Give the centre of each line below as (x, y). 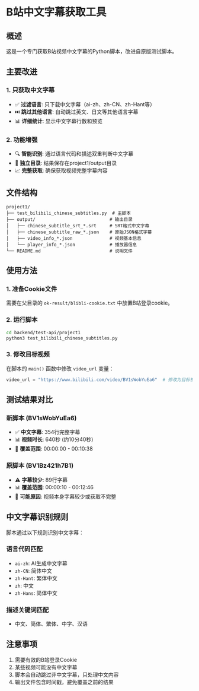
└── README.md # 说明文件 (70, 251)
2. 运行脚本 (22, 320)
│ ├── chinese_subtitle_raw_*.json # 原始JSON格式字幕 (79, 232)
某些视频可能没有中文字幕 (46, 667)
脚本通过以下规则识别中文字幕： (45, 532)
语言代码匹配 (25, 549)
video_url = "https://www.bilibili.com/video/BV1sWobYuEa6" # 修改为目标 (98, 380)
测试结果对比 (30, 400)
